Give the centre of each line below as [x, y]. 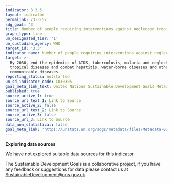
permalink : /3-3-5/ [26, 19]
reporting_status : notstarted [38, 77]
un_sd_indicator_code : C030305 [39, 82]
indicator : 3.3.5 [24, 10]
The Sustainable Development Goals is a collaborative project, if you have [83, 164]
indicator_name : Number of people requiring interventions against [79, 53]
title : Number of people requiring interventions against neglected [80, 29]
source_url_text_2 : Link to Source [43, 110]
